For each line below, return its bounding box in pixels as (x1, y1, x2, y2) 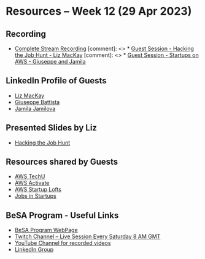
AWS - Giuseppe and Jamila (14, 58, 87, 65)
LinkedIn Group (14, 246, 54, 253)
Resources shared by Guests (6, 157, 118, 167)
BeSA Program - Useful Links (6, 210, 119, 220)
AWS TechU (14, 173, 45, 180)
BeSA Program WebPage (14, 227, 78, 234)
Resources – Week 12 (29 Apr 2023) (6, 4, 192, 18)
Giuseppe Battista (14, 98, 60, 105)
